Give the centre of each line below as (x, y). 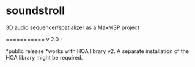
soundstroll (35, 11)
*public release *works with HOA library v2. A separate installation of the (97, 51)
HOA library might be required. (44, 57)
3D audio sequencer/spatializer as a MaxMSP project (73, 27)
